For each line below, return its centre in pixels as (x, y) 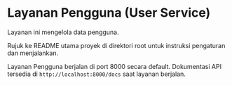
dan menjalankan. (33, 53)
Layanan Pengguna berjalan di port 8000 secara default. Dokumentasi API (115, 66)
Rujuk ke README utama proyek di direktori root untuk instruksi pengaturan (116, 45)
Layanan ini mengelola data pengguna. (63, 32)
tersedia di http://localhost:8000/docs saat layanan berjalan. (96, 74)
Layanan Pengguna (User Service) (109, 13)
